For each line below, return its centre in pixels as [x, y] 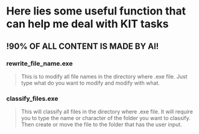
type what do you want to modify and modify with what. [90, 83]
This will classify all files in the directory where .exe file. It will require [107, 112]
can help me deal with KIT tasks [87, 24]
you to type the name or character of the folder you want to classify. [106, 118]
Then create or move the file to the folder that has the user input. [101, 124]
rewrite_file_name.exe [39, 63]
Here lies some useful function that [96, 11]
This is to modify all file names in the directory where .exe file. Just [104, 76]
